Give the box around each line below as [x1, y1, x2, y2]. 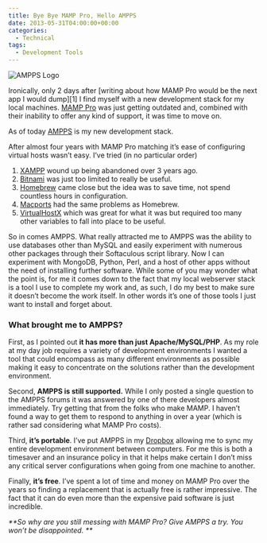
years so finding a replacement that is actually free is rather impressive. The [8, 485, 257, 495]
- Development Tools [15, 48, 83, 56]
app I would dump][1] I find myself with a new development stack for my [8, 95, 245, 103]
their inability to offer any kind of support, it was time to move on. [8, 111, 222, 120]
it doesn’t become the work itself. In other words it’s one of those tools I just [8, 291, 257, 301]
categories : [8, 26, 48, 34]
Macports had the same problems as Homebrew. [19, 200, 180, 209]
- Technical [15, 33, 56, 42]
